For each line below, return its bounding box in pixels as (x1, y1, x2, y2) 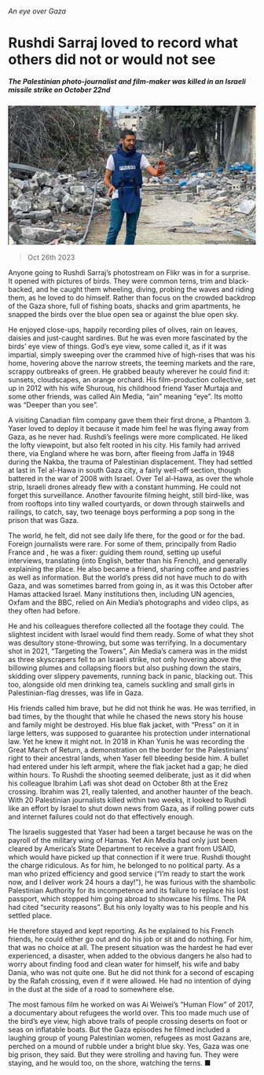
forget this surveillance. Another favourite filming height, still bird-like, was (8, 491, 249, 500)
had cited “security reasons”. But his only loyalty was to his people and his (8, 903, 249, 912)
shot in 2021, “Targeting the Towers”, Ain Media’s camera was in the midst (8, 646, 247, 656)
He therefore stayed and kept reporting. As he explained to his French (8, 926, 234, 936)
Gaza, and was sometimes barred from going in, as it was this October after (8, 581, 253, 591)
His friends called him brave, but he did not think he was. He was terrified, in (8, 704, 256, 713)
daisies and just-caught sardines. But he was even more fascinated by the (8, 333, 247, 343)
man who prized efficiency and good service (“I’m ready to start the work (8, 869, 246, 878)
